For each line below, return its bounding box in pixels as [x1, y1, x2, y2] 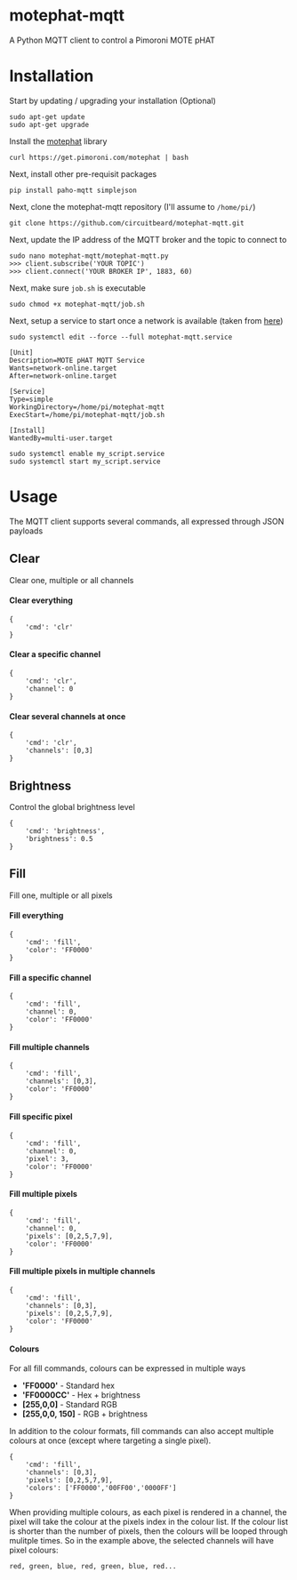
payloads [9, 525, 44, 536]
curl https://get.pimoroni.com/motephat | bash [9, 153, 189, 162]
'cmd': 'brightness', [25, 827, 105, 836]
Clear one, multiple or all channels [9, 574, 134, 585]
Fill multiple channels [9, 1041, 91, 1052]
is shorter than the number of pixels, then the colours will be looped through [9, 1526, 288, 1536]
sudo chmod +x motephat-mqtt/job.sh [9, 300, 145, 309]
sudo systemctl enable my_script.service [9, 449, 165, 458]
